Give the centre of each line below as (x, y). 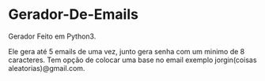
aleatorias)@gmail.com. (47, 68)
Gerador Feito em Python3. (52, 36)
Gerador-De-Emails (73, 15)
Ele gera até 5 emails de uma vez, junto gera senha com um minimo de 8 (127, 51)
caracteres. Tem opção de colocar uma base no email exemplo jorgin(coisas (132, 60)
